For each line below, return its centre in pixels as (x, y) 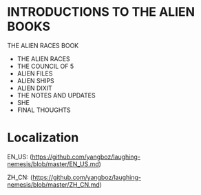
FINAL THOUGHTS (44, 110)
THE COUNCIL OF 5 (45, 66)
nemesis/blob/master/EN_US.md (53, 164)
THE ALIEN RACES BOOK (43, 45)
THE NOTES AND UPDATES (56, 95)
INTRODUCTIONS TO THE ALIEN (101, 12)
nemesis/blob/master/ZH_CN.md (53, 184)
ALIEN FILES (35, 73)
